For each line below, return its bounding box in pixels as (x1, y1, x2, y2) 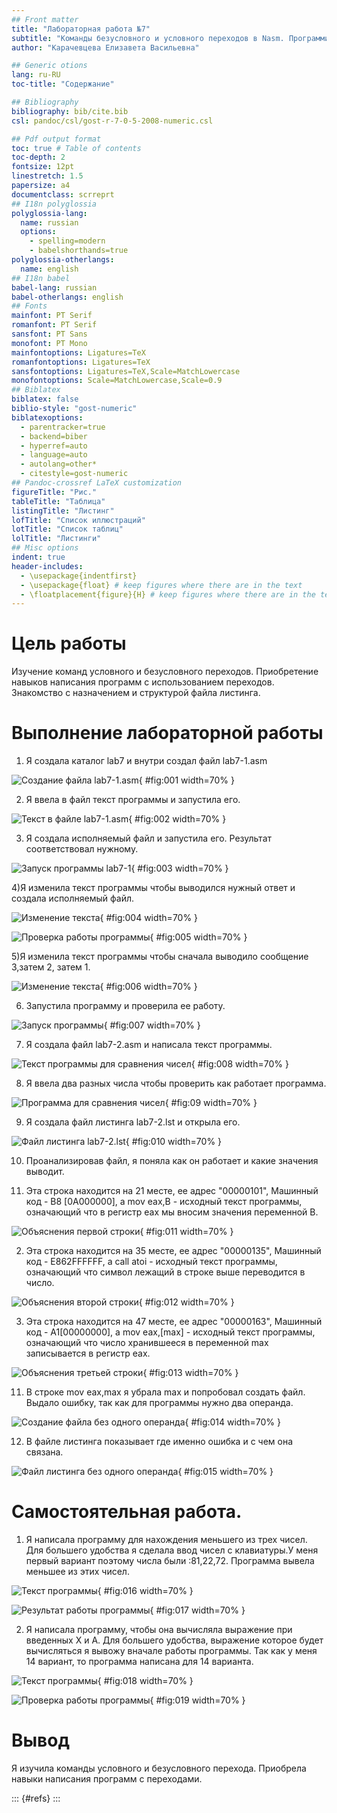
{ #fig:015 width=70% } (177, 1466, 274, 1478)
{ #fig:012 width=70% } (138, 1296, 235, 1308)
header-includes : (11, 561, 84, 571)
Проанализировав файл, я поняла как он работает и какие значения (25, 1155, 319, 1167)
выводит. (25, 1166, 65, 1178)
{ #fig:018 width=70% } (97, 1675, 194, 1687)
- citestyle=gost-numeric (20, 469, 129, 479)
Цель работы (11, 632, 127, 655)
